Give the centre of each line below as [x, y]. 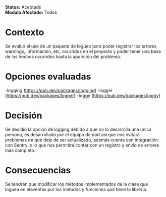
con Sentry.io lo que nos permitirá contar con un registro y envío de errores [82, 145]
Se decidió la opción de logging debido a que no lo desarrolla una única [78, 129]
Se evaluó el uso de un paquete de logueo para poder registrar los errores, [82, 46]
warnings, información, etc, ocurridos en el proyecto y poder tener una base [83, 51]
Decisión [24, 116]
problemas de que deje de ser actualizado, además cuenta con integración [82, 140]
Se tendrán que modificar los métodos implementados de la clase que [77, 184]
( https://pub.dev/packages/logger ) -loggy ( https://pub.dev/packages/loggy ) [83, 96]
